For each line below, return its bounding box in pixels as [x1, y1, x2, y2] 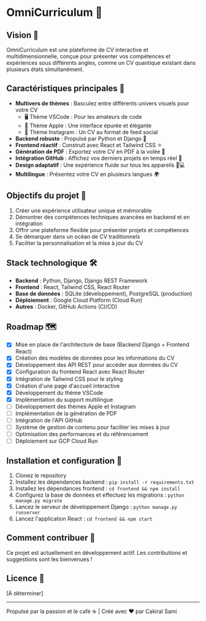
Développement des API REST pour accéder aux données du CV [15, 361, 178, 369]
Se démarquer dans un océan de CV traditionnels [15, 233, 140, 240]
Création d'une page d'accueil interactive [15, 382, 120, 390]
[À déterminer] [6, 589, 44, 597]
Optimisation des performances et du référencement [15, 431, 148, 437]
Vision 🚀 [6, 30, 39, 40]
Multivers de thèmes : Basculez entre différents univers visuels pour [15, 99, 189, 107]
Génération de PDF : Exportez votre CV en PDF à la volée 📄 [15, 148, 166, 155]
